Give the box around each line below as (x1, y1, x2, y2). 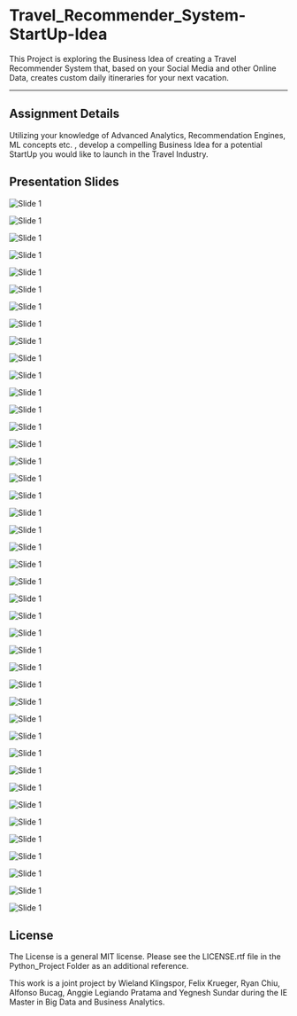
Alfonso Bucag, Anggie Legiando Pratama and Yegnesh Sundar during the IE (9, 988, 288, 998)
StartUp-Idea (9, 24, 108, 44)
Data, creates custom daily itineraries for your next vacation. (9, 72, 230, 82)
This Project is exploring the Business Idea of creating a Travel (9, 53, 237, 64)
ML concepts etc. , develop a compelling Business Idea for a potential (9, 139, 263, 150)
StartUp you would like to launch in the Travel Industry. (9, 148, 209, 160)
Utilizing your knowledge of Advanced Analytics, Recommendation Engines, (9, 129, 286, 140)
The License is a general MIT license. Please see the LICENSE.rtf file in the (9, 951, 281, 962)
